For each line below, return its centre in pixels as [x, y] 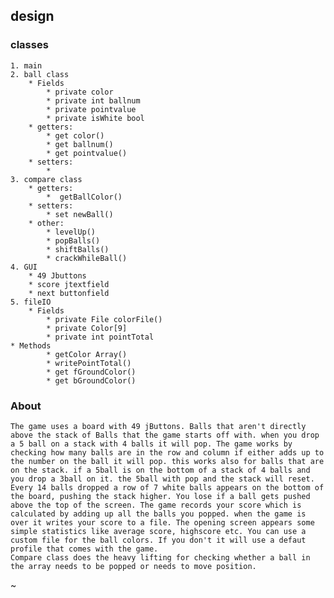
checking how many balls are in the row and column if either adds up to [167, 452]
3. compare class [46, 179]
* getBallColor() [84, 197]
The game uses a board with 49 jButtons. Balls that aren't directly [158, 426]
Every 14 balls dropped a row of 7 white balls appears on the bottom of [167, 487]
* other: [46, 223]
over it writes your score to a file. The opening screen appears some [162, 522]
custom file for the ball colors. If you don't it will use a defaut [158, 540]
